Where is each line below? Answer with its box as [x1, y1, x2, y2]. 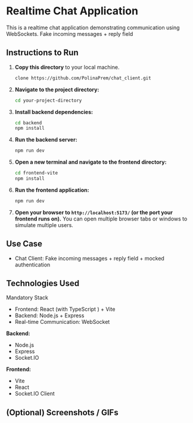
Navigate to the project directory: [14, 85, 99, 93]
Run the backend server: [14, 136, 77, 143]
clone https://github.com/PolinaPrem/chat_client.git [14, 75, 151, 81]
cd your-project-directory [14, 97, 82, 103]
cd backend [14, 119, 42, 126]
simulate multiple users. [14, 221, 73, 228]
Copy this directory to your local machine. [14, 63, 120, 70]
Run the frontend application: [14, 186, 89, 194]
